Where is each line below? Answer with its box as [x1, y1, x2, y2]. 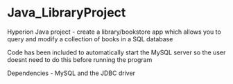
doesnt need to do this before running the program [7, 55, 153, 63]
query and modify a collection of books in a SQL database [7, 34, 173, 43]
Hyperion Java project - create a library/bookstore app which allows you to [7, 28, 222, 36]
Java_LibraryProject [7, 5, 126, 21]
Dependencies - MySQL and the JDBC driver [7, 69, 136, 77]
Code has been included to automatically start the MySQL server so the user [7, 48, 226, 56]
